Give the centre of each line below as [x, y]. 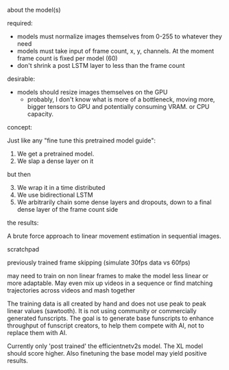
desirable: [21, 79]
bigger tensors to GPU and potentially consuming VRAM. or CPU [118, 107]
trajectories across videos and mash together [71, 290]
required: [20, 23]
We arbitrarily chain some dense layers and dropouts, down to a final [114, 202]
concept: [20, 127]
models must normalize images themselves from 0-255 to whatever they [119, 36]
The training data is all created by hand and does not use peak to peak [107, 304]
